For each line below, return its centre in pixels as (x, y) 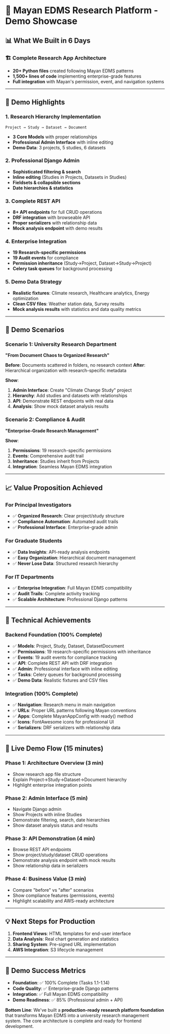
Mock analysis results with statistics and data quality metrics (77, 309)
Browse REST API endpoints (42, 850)
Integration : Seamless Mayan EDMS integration (62, 466)
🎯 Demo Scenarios (35, 330)
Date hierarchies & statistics (43, 188)
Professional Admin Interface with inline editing (63, 142)
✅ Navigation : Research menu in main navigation (64, 705)
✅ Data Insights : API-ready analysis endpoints (61, 552)
